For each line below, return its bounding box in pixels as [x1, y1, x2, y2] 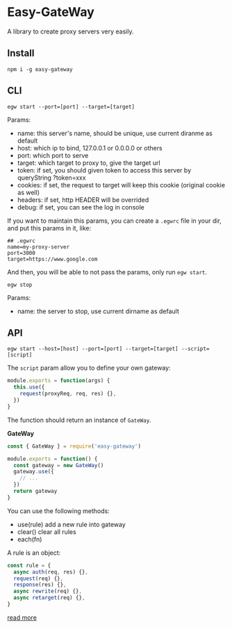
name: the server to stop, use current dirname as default [17, 307, 179, 315]
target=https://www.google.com [7, 256, 98, 262]
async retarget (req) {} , [13, 595, 85, 602]
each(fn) [17, 535, 42, 543]
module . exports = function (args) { [7, 377, 110, 384]
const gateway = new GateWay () [13, 462, 104, 469]
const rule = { [7, 562, 51, 569]
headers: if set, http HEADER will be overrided [17, 196, 149, 204]
